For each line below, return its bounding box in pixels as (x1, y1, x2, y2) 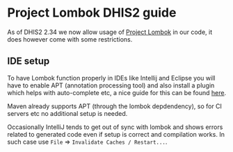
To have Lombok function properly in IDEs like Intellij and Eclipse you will (7, 74, 216, 82)
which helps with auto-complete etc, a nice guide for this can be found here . (7, 88, 227, 96)
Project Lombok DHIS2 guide (7, 5, 177, 21)
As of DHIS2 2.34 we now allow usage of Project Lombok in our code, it (7, 28, 213, 36)
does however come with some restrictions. (7, 35, 133, 43)
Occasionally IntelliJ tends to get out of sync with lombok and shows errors (7, 123, 223, 131)
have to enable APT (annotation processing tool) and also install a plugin (7, 81, 215, 90)
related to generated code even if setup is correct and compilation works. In (7, 130, 225, 138)
